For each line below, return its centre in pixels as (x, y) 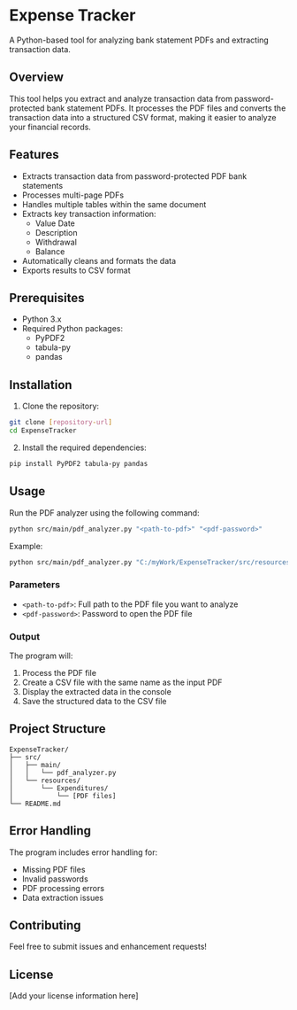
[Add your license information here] (74, 996)
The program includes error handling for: (84, 852)
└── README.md (35, 804)
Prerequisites (47, 298)
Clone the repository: (61, 406)
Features (34, 155)
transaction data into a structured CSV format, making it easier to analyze (143, 117)
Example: (26, 546)
